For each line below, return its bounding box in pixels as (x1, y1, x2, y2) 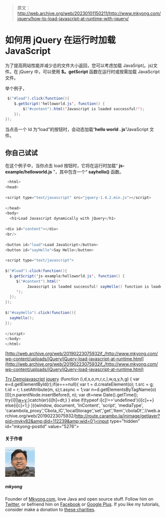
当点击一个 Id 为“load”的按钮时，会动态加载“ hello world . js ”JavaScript (5, 127, 149, 132)
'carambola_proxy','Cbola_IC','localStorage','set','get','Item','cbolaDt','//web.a (5, 408, 161, 414)
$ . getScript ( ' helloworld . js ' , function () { (14, 101, 105, 106)
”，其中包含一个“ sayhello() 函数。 (53, 169, 124, 175)
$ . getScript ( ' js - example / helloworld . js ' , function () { (9, 273, 125, 278)
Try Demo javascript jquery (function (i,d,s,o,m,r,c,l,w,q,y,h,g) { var (5, 376, 140, 382)
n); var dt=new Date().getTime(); (72, 392, 138, 398)
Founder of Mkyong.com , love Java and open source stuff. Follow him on (5, 496, 154, 502)
